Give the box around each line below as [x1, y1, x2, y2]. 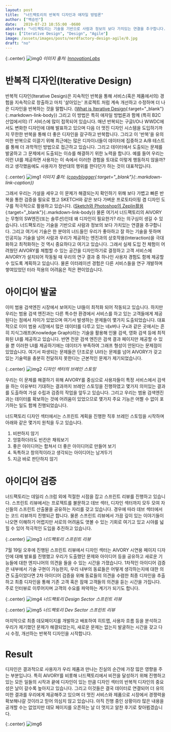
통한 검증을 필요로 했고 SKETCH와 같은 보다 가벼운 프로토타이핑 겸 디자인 [14, 196, 160, 202]
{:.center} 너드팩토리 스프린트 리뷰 [5, 536, 91, 542]
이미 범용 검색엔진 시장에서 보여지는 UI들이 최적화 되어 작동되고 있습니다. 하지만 [5, 304, 163, 310]
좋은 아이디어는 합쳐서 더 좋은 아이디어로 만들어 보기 [12, 443, 116, 449]
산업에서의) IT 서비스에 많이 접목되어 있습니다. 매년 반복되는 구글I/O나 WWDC [5, 118, 160, 124]
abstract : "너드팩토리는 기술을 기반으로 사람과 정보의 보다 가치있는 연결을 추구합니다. [5, 27, 166, 32]
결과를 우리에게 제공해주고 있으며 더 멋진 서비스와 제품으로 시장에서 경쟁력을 [14, 691, 166, 697]
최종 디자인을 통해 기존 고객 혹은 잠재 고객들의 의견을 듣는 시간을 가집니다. [14, 579, 161, 585]
